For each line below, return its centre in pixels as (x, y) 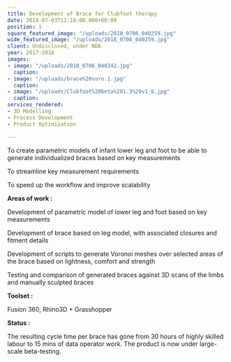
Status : (19, 323)
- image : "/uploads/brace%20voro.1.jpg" (67, 79)
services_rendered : (36, 105)
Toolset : (20, 296)
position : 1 (24, 27)
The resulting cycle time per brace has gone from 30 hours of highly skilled (115, 336)
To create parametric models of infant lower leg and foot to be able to (107, 150)
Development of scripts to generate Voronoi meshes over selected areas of (115, 254)
